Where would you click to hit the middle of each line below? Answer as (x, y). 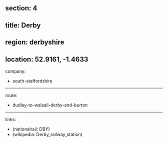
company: (15, 71)
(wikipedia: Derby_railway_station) (47, 134)
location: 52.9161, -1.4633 (47, 59)
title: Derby (23, 25)
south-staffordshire (32, 81)
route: (11, 95)
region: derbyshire (35, 42)
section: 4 (21, 8)
